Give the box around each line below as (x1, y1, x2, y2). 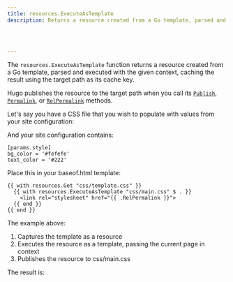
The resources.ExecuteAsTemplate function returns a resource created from (7, 60, 224, 68)
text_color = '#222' (7, 156, 68, 163)
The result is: (7, 268, 45, 276)
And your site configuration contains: (7, 131, 114, 139)
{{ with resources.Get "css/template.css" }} (7, 182, 142, 189)
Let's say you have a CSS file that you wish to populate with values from (7, 110, 215, 118)
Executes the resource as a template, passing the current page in (17, 239, 205, 248)
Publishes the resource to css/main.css (17, 254, 131, 262)
